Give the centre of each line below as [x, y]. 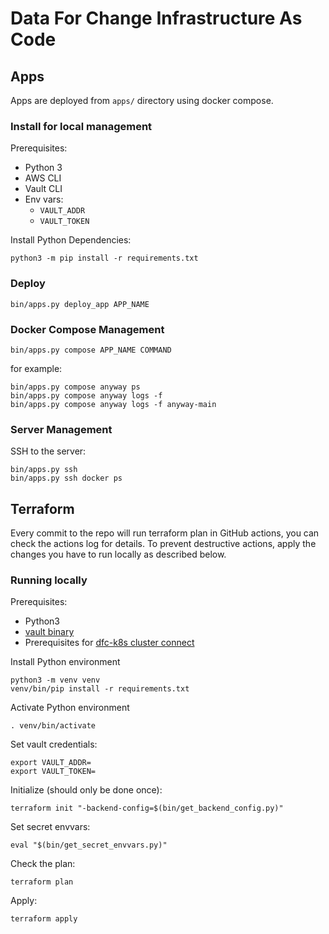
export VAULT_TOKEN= [53, 772]
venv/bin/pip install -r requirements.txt [100, 689]
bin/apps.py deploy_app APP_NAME [80, 304]
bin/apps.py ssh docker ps [66, 478]
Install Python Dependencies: [71, 240]
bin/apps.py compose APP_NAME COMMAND [91, 350]
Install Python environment [65, 662]
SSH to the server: [48, 451]
